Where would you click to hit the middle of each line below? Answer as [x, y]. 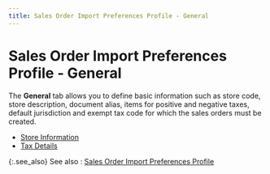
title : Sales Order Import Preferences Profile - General [109, 16]
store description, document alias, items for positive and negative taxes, [129, 104]
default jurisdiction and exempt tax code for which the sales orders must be [135, 112]
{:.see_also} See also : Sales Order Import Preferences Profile [111, 161]
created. [22, 121]
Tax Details [39, 146]
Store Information [50, 137]
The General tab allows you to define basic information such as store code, [135, 95]
